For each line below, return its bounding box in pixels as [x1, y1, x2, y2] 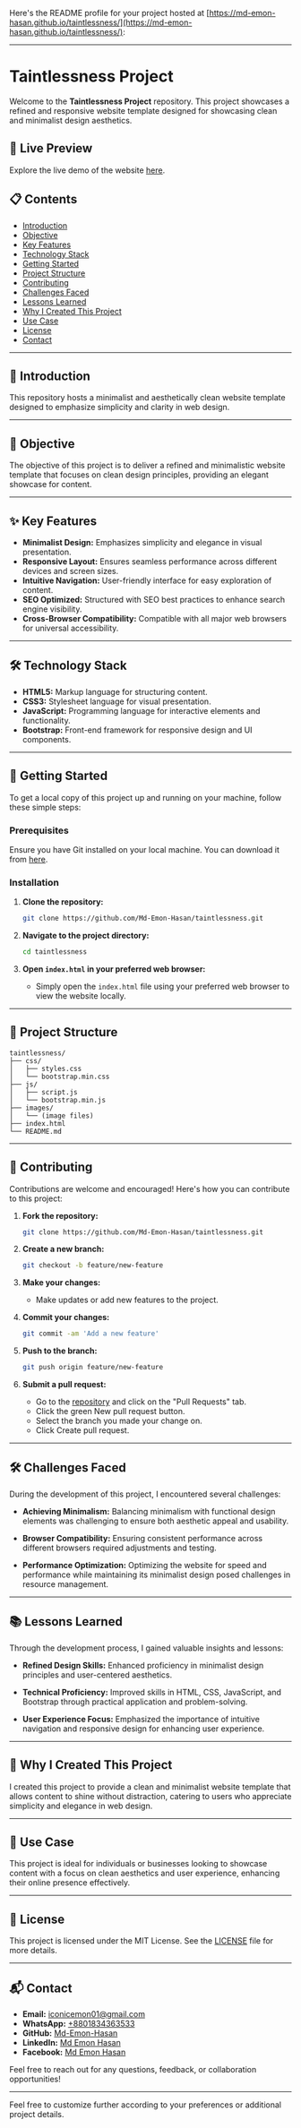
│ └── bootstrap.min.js [9, 1095, 106, 1104]
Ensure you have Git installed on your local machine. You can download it [9, 844, 280, 854]
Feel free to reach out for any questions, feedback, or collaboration [9, 2064, 257, 2074]
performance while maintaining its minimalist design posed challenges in [21, 1569, 291, 1580]
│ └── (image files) [9, 1111, 94, 1120]
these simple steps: [9, 802, 82, 812]
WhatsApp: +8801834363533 [21, 2018, 135, 2029]
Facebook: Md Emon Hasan [21, 2046, 126, 2057]
